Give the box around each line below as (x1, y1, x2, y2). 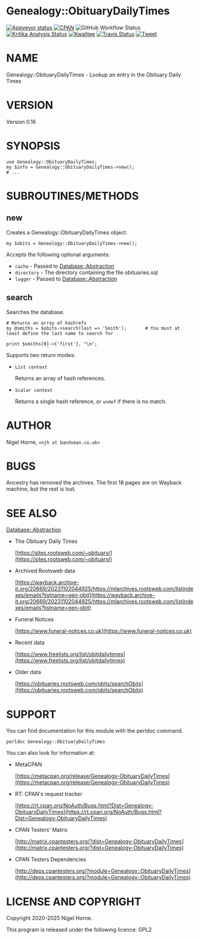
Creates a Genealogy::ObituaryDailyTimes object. (6, 228, 128, 236)
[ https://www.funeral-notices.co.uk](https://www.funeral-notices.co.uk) (14, 627, 192, 635)
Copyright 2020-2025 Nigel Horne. (6, 914, 93, 922)
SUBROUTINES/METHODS (6, 189, 139, 203)
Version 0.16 (6, 118, 36, 125)
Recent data (14, 639, 45, 647)
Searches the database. (6, 308, 65, 315)
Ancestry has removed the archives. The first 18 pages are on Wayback (6, 479, 182, 486)
